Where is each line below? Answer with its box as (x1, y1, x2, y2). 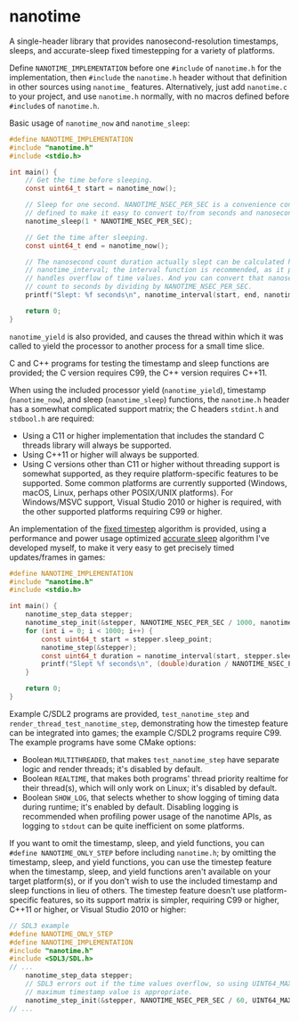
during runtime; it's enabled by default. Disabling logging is (21, 801, 238, 812)
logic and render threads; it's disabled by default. (21, 763, 203, 774)
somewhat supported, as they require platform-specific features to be (21, 468, 279, 479)
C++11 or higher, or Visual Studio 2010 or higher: (9, 903, 187, 915)
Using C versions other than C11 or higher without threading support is (21, 458, 280, 469)
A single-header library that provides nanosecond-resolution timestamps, (9, 36, 279, 46)
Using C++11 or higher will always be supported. (21, 449, 200, 460)
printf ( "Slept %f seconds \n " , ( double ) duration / (41, 660, 229, 669)
